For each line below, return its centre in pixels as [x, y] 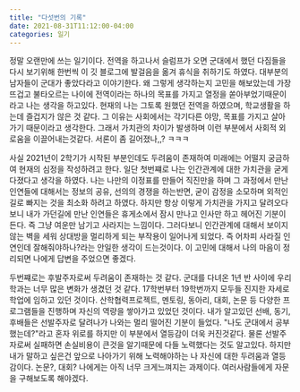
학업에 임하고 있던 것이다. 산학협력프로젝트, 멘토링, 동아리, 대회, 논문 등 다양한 [145, 300]
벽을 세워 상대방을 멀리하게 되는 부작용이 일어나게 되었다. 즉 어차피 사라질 [154, 236]
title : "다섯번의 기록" [48, 17]
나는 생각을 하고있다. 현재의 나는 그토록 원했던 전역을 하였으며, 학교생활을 [154, 106]
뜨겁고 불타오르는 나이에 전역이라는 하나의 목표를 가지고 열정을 [118, 94]
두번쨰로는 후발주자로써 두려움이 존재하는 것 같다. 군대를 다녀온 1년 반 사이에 [142, 277]
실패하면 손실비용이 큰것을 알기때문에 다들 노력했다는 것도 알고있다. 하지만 [162, 345]
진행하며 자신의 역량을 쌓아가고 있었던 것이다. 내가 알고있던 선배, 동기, [169, 311]
